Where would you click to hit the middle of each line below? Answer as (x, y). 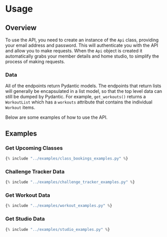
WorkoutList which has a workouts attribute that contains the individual (79, 102)
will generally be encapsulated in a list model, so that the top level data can (84, 91)
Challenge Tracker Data (35, 171)
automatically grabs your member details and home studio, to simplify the (82, 56)
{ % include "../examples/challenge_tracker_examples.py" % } (70, 182)
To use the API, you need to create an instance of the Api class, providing (82, 40)
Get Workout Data (28, 195)
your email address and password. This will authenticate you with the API (82, 45)
